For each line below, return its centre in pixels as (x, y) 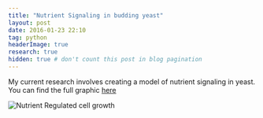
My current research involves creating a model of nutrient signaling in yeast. (132, 81)
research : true (33, 52)
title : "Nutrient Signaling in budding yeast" (86, 15)
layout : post (30, 23)
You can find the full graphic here (62, 90)
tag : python (28, 37)
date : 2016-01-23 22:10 (47, 30)
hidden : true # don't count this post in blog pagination (105, 60)
